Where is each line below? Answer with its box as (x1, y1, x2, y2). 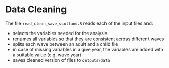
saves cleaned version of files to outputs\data (12, 57, 110, 63)
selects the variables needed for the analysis (12, 30, 108, 36)
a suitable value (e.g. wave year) (12, 52, 82, 58)
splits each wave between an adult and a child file (12, 41, 118, 47)
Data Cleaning (5, 4, 67, 15)
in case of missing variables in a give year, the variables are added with (12, 46, 164, 52)
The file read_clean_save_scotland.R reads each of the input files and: (5, 20, 153, 26)
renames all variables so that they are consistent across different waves (12, 36, 164, 42)
